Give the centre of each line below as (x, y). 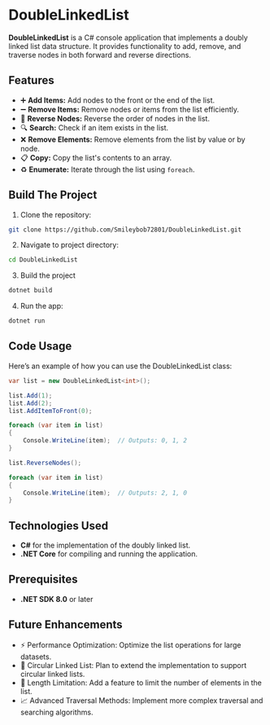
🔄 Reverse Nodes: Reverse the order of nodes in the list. (115, 118)
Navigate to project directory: (70, 245)
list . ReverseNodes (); (45, 463)
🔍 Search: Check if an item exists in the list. (94, 127)
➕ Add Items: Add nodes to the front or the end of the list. (118, 100)
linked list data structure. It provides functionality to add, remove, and (125, 46)
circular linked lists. (52, 674)
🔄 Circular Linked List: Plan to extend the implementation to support (133, 665)
